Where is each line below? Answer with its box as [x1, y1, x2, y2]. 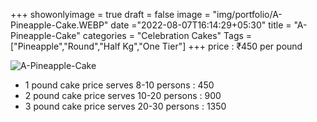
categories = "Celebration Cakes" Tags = [82, 30, 253, 41]
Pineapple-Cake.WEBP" [10, 19, 109, 31]
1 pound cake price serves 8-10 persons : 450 [24, 79, 215, 91]
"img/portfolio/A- [212, 9, 283, 20]
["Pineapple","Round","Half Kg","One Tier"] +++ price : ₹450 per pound [10, 40, 303, 52]
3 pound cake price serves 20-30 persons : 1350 [24, 100, 227, 112]
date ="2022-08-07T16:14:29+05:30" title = [110, 19, 292, 31]
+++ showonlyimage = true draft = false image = [10, 9, 211, 20]
